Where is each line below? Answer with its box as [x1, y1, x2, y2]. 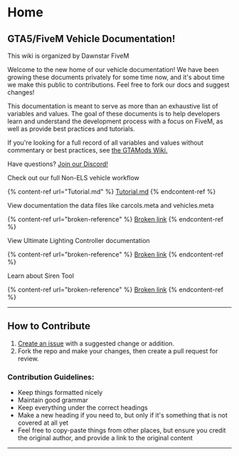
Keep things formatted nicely [17, 388, 103, 397]
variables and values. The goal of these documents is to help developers [7, 110, 221, 118]
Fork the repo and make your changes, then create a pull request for [17, 346, 218, 355]
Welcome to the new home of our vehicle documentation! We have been [7, 66, 219, 73]
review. [17, 354, 39, 363]
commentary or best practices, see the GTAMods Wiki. [7, 146, 168, 154]
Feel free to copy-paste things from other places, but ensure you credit [17, 426, 226, 435]
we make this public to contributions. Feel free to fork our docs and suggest [7, 81, 230, 89]
